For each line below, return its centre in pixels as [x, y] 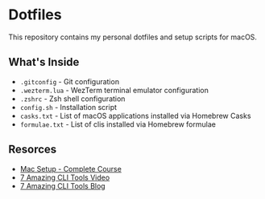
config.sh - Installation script [68, 107]
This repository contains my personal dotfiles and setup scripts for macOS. [133, 37]
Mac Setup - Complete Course [71, 169]
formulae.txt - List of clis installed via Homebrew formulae [118, 124]
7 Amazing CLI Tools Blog [63, 185]
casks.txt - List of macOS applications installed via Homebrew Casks [135, 116]
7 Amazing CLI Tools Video [65, 177]
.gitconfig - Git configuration [69, 81]
